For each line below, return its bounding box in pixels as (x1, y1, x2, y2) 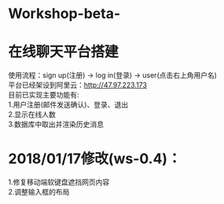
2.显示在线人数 (8, 110, 57, 119)
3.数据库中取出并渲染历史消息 (8, 119, 105, 129)
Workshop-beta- (8, 5, 121, 23)
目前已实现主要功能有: (8, 90, 80, 100)
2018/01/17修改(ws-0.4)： (8, 150, 182, 168)
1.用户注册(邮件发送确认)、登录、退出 (8, 100, 128, 110)
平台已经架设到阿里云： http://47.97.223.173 (8, 80, 148, 90)
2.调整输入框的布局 (8, 188, 70, 197)
